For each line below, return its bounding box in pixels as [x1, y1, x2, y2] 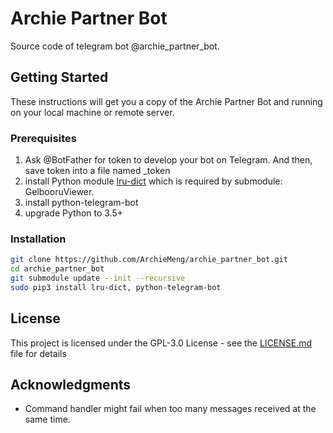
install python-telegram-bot [24, 197, 139, 209]
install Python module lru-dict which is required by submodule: [24, 175, 283, 187]
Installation [10, 232, 67, 246]
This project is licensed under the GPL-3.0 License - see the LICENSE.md [10, 337, 313, 349]
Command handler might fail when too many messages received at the [24, 403, 317, 415]
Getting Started [10, 69, 109, 86]
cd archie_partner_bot [10, 264, 105, 274]
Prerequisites [10, 131, 77, 145]
